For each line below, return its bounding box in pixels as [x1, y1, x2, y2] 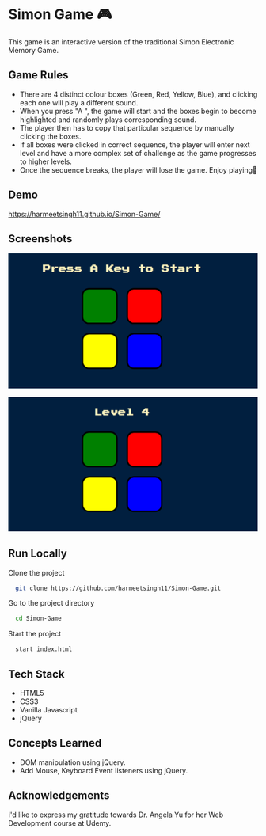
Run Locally [8, 547, 67, 560]
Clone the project [8, 568, 65, 577]
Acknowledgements [8, 788, 110, 803]
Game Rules [8, 68, 69, 82]
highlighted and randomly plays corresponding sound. [19, 115, 196, 124]
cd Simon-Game [15, 614, 62, 623]
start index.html [15, 645, 73, 653]
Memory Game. [8, 45, 59, 55]
